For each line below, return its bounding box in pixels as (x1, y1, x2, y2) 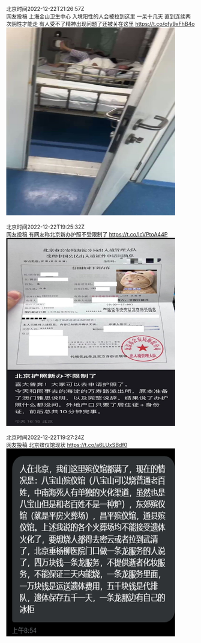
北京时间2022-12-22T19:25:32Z (6, 223, 85, 230)
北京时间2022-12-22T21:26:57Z (6, 5, 85, 12)
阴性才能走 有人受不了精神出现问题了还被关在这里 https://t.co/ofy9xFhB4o (11, 20, 195, 27)
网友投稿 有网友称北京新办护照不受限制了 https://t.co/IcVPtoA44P (6, 231, 168, 238)
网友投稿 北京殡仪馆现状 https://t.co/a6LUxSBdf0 (6, 441, 128, 448)
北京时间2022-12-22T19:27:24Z (6, 434, 85, 441)
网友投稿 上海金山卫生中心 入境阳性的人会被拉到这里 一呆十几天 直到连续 (6, 13, 186, 20)
